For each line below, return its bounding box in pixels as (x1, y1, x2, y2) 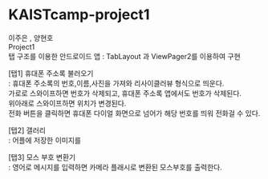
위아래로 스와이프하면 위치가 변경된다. (8, 98, 127, 108)
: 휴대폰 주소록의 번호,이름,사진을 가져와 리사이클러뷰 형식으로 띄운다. (8, 78, 225, 88)
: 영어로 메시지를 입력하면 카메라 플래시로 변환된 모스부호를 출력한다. (8, 162, 222, 172)
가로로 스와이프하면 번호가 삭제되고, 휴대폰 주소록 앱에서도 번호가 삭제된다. (8, 88, 242, 97)
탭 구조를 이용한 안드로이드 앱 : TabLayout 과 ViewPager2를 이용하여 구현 (8, 51, 241, 61)
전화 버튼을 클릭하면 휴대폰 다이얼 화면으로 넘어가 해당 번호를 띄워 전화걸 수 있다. (8, 108, 261, 117)
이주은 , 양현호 (8, 33, 54, 42)
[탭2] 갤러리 (8, 125, 47, 135)
